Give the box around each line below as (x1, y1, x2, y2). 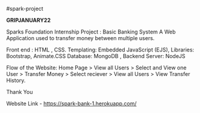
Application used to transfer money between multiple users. (6, 35, 155, 41)
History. (6, 77, 26, 84)
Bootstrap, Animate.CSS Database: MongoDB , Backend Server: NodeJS (6, 53, 186, 59)
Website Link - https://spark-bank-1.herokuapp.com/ (6, 100, 137, 107)
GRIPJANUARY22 (6, 17, 51, 23)
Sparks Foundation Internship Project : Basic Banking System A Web (6, 28, 176, 35)
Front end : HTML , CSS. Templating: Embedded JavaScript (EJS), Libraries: (6, 46, 195, 53)
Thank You (6, 88, 33, 95)
